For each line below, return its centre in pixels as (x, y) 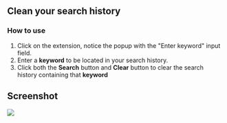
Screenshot (33, 96)
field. (24, 53)
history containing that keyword (63, 74)
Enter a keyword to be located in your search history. (93, 60)
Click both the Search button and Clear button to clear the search (110, 67)
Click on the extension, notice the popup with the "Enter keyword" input (119, 45)
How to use (26, 31)
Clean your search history (64, 11)
